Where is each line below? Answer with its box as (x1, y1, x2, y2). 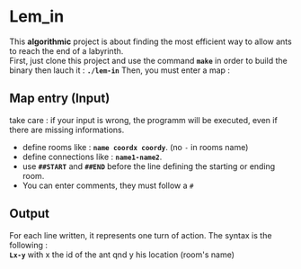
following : (9, 239, 48, 250)
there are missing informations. (9, 124, 125, 135)
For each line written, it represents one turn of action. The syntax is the (9, 229, 272, 240)
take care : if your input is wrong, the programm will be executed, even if (9, 114, 279, 125)
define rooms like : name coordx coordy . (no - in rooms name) (22, 141, 249, 152)
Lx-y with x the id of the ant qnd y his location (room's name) (9, 249, 235, 260)
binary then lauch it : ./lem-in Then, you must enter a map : (9, 65, 231, 76)
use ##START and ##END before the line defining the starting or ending (22, 160, 276, 172)
